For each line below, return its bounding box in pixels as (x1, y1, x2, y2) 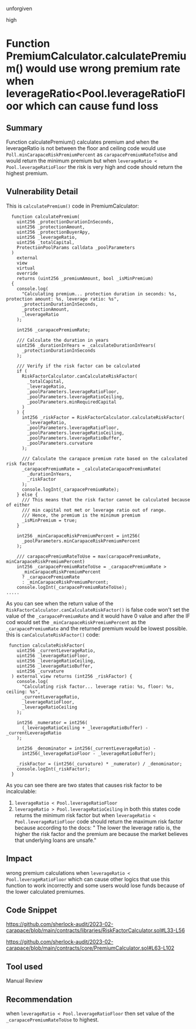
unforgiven (6, 5, 32, 12)
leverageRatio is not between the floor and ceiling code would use (6, 145, 166, 152)
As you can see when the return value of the (6, 600, 113, 607)
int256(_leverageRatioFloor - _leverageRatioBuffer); (21, 750, 157, 757)
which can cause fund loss (25, 99, 158, 113)
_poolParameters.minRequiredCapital (27, 399, 117, 405)
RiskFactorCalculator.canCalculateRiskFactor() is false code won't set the (6, 606, 190, 613)
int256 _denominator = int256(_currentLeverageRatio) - (16, 745, 157, 751)
